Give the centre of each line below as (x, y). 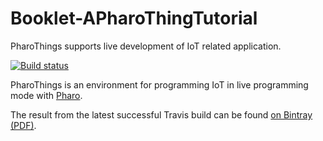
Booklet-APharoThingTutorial (134, 18)
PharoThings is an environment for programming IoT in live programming (159, 84)
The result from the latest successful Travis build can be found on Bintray (161, 114)
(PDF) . (23, 125)
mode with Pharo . (46, 95)
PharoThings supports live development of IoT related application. (146, 46)
